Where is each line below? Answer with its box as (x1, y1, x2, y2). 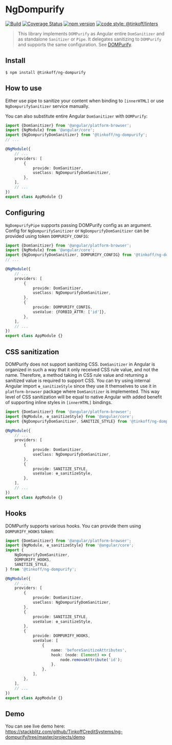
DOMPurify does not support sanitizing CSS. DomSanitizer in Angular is (5, 361, 155, 367)
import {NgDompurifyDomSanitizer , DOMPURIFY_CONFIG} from (5, 253, 132, 258)
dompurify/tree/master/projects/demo (5, 734, 85, 740)
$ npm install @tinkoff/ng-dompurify (5, 70, 86, 75)
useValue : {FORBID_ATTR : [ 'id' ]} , (32, 309, 106, 314)
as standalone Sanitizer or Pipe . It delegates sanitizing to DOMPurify (17, 36, 162, 42)
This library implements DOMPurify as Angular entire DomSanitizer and (17, 30, 165, 36)
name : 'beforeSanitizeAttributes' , (51, 647, 127, 653)
